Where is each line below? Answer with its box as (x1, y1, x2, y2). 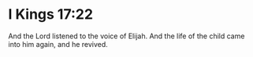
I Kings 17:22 (8, 5, 93, 23)
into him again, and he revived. (8, 39, 108, 48)
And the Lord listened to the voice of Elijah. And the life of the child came (8, 31, 245, 41)
